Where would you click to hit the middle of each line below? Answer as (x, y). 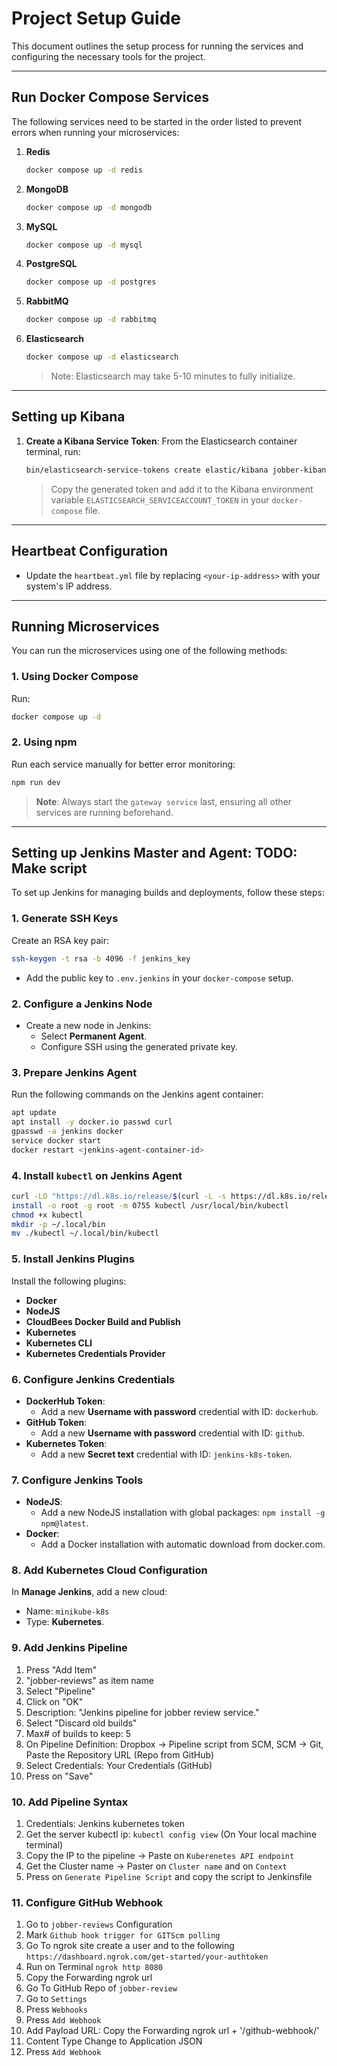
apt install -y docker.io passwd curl (92, 1122)
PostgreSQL (51, 264)
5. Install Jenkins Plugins (73, 1259)
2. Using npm (44, 742)
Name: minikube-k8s (67, 1611)
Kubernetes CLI (59, 1343)
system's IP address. (69, 586)
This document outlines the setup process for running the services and (157, 46)
